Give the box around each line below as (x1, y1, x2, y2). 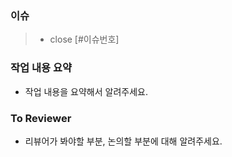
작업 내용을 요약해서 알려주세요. (24, 85, 148, 97)
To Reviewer (10, 111, 72, 125)
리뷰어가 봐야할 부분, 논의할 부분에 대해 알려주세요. (24, 135, 223, 147)
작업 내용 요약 (10, 61, 73, 75)
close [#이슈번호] (49, 33, 120, 46)
